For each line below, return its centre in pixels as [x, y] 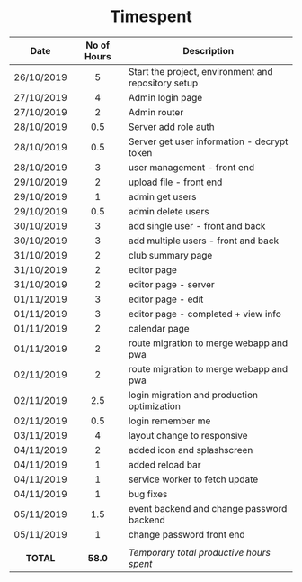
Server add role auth [172, 126]
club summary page [170, 255]
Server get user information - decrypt [208, 141]
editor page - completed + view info [204, 314]
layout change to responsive [188, 435]
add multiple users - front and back [204, 241]
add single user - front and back [197, 225]
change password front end [187, 534]
